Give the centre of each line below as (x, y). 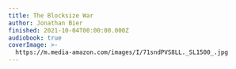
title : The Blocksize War (51, 15)
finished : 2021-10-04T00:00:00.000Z (69, 30)
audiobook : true (35, 38)
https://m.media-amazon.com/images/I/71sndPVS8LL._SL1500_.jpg (122, 52)
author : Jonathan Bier (46, 23)
